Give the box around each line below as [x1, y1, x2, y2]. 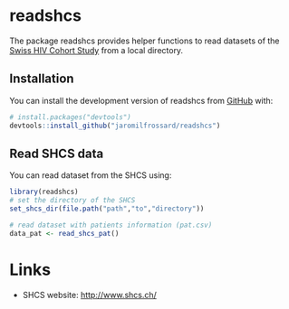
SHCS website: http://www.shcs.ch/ [22, 289, 157, 300]
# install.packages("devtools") [9, 112, 131, 122]
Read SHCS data [9, 145, 104, 161]
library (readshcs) [9, 187, 79, 197]
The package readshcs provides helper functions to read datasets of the [9, 35, 280, 46]
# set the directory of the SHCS [9, 196, 136, 205]
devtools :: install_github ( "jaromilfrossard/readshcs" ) [9, 121, 221, 130]
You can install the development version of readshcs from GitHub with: [9, 95, 274, 106]
